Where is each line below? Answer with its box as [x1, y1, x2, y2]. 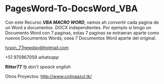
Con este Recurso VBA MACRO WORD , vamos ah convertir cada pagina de [5, 19, 159, 25]
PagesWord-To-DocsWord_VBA [5, 3, 138, 14]
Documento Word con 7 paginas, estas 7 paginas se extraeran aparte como [5, 30, 160, 36]
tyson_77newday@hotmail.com [5, 44, 69, 50]
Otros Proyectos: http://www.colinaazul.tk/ [5, 73, 92, 79]
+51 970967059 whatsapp [5, 54, 59, 60]
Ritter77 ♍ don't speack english [5, 64, 71, 70]
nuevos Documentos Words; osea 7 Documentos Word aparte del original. [5, 35, 157, 41]
